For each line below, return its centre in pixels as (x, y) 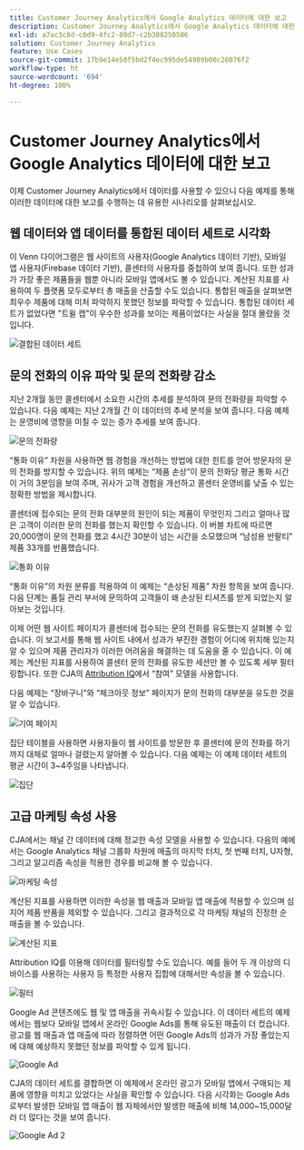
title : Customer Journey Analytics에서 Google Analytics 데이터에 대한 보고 (148, 18)
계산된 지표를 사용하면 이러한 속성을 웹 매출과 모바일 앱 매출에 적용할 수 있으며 (147, 901)
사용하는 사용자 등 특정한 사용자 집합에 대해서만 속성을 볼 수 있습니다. (163, 973)
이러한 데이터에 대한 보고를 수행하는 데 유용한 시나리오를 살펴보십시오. (133, 201)
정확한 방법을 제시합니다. (53, 495)
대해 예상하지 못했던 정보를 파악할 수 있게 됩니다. (104, 1046)
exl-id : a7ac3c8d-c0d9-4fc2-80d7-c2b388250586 (99, 34)
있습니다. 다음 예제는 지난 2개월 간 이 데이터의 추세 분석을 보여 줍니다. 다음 (141, 410)
